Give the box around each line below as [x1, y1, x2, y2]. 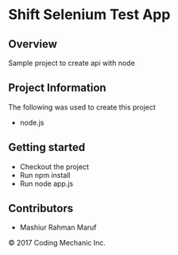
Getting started [8, 141, 86, 154]
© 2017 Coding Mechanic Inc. [8, 238, 106, 248]
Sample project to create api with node [8, 58, 135, 68]
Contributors [8, 202, 74, 215]
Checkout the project [19, 161, 90, 172]
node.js [19, 118, 45, 127]
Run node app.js [19, 179, 74, 188]
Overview [8, 37, 58, 51]
